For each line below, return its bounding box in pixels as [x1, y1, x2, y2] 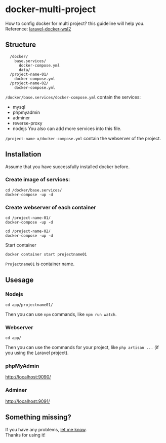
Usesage [5, 275, 34, 284]
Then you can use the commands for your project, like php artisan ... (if [5, 344, 159, 351]
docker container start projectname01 [5, 252, 87, 257]
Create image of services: [5, 176, 70, 183]
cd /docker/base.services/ [5, 187, 62, 193]
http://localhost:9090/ [5, 374, 52, 380]
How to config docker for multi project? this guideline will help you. [5, 20, 145, 26]
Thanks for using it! [5, 432, 46, 438]
